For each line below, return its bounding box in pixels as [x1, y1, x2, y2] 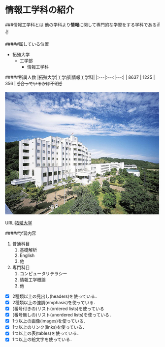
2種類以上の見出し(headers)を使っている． [12, 293, 99, 299]
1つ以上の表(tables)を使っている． [12, 330, 82, 336]
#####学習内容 [5, 230, 36, 236]
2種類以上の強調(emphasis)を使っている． [12, 300, 99, 305]
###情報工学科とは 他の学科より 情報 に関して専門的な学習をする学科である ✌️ [5, 22, 160, 28]
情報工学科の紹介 [5, 4, 75, 16]
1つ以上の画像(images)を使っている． [12, 318, 88, 324]
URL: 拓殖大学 [5, 220, 33, 225]
